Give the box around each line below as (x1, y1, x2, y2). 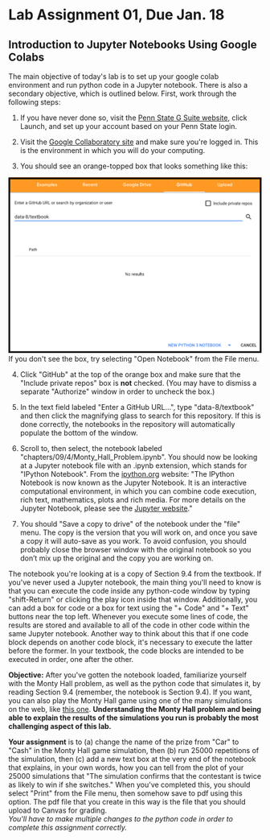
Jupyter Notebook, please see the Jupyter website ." (19, 503, 193, 513)
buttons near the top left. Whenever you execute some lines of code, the (8, 611, 248, 621)
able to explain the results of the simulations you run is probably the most (8, 713, 259, 722)
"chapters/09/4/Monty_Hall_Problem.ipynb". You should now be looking (19, 452, 258, 461)
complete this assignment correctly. (8, 822, 127, 832)
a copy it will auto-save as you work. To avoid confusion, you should (19, 536, 247, 545)
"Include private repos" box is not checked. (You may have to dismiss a (19, 378, 257, 387)
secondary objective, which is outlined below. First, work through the (8, 89, 237, 98)
